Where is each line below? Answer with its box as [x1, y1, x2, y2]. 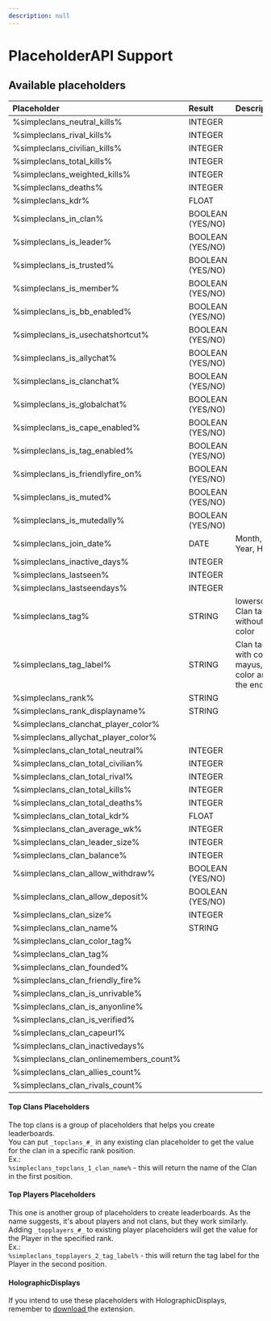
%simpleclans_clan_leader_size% [12, 836, 140, 847]
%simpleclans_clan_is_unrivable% [12, 988, 143, 999]
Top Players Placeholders [8, 1189, 96, 1199]
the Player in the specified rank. [8, 1234, 115, 1244]
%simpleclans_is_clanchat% [12, 375, 120, 387]
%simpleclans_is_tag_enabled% [12, 445, 135, 456]
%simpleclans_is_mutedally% [12, 514, 125, 525]
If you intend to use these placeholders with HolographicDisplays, [8, 1296, 227, 1306]
